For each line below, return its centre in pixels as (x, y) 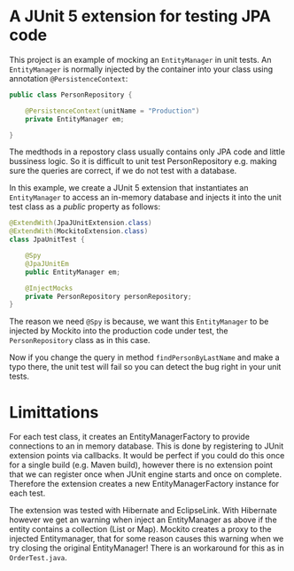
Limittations (54, 412)
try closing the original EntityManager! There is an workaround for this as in (147, 548)
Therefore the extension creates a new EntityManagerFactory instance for (144, 484)
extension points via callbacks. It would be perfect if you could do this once (147, 456)
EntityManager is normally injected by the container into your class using (141, 69)
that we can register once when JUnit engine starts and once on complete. (145, 474)
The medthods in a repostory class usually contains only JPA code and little (147, 152)
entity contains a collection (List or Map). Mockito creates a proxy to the (140, 529)
